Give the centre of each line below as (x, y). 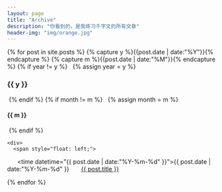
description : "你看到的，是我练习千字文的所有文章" (73, 26)
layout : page (26, 13)
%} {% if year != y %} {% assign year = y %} (72, 67)
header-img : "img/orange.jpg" (50, 33)
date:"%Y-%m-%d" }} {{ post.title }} (63, 169)
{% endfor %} (27, 182)
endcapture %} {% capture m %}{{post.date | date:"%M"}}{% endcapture (111, 60)
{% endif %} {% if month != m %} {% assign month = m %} (94, 99)
